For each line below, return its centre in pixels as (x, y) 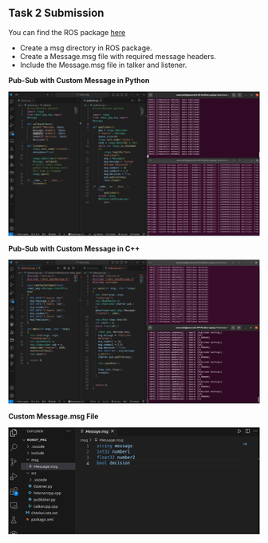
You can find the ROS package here (67, 32)
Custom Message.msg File (53, 416)
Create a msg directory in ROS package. (86, 48)
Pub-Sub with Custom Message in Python (79, 80)
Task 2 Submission (56, 13)
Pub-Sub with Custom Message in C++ (74, 249)
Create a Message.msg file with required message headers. (118, 56)
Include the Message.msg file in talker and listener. (103, 65)
